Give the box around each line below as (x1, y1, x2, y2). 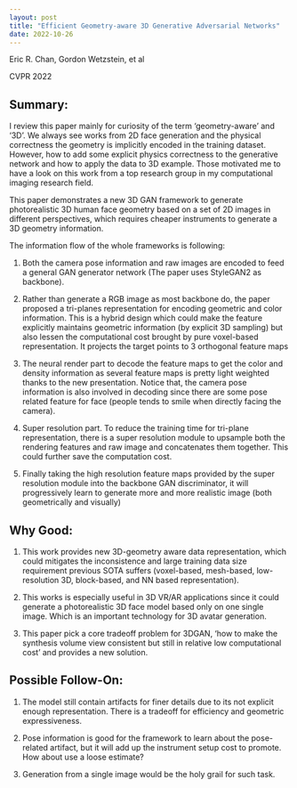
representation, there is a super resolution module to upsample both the (21, 433, 286, 443)
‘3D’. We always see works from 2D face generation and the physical (9, 130, 261, 141)
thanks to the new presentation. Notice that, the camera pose (21, 378, 247, 388)
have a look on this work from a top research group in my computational (9, 168, 274, 179)
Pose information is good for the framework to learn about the (21, 732, 250, 743)
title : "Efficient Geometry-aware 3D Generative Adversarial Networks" (9, 21, 280, 30)
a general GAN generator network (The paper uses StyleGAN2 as (21, 267, 262, 278)
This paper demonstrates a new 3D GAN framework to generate (9, 195, 244, 206)
